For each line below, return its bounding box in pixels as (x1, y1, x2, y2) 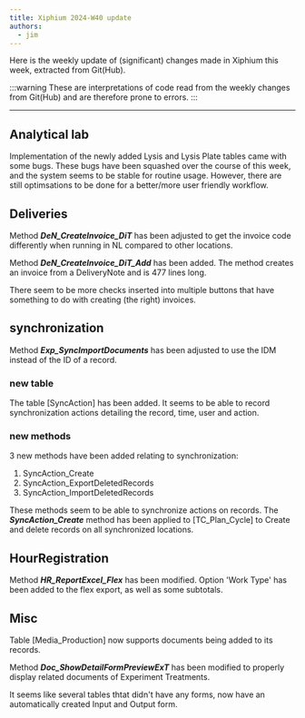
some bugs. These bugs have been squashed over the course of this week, (9, 161, 291, 172)
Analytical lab (9, 126, 89, 142)
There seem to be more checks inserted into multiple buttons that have (9, 285, 275, 295)
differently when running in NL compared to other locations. (9, 240, 233, 251)
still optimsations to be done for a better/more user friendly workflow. (9, 180, 270, 191)
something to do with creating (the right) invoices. (9, 294, 197, 305)
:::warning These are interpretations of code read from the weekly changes (9, 83, 290, 93)
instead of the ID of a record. (9, 354, 117, 365)
